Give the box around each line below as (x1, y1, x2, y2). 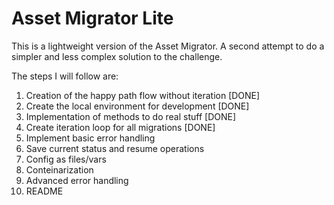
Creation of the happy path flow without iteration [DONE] (25, 89, 261, 101)
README (25, 185, 64, 197)
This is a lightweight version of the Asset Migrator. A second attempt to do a (11, 40, 325, 52)
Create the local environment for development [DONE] (25, 100, 250, 112)
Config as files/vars (25, 153, 107, 165)
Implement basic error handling (25, 132, 156, 144)
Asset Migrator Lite (11, 7, 174, 30)
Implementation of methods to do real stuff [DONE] (25, 110, 237, 122)
